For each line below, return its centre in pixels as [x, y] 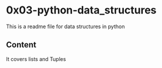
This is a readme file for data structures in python [66, 26]
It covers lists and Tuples [36, 59]
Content [21, 45]
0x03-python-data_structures [81, 10]
